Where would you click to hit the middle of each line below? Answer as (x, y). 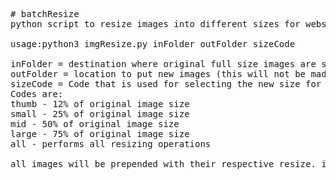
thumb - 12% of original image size (100, 104)
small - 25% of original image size (100, 114)
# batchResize (45, 14)
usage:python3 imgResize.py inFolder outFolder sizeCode (153, 44)
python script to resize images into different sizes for (155, 24)
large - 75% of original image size (100, 134)
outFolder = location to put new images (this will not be (158, 74)
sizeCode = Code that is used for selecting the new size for (166, 84)
